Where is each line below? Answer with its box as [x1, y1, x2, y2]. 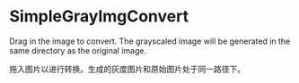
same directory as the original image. [9, 45, 146, 55]
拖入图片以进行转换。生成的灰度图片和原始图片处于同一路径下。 [9, 63, 245, 74]
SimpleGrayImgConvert [9, 6, 189, 27]
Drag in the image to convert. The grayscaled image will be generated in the [9, 36, 291, 46]
